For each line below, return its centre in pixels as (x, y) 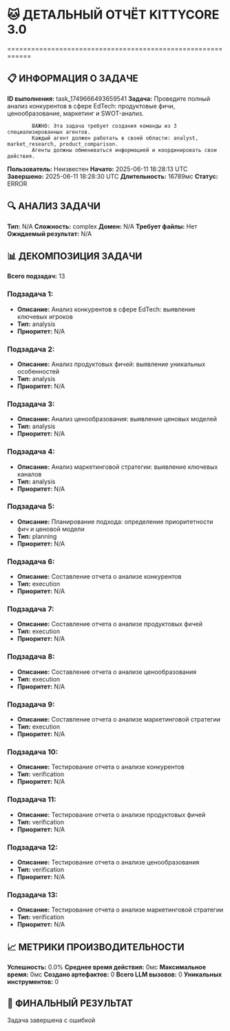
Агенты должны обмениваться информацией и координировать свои (124, 150)
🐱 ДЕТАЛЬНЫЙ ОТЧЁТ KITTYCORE (113, 15)
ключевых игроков (45, 316)
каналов (29, 474)
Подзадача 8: (31, 657)
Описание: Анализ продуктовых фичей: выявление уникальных (111, 364)
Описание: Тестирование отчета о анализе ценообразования (108, 862)
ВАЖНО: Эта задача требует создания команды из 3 (104, 126)
